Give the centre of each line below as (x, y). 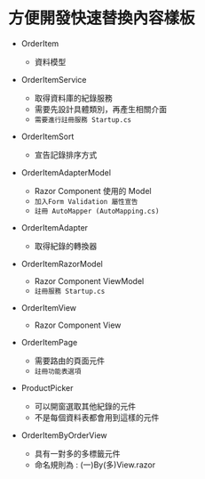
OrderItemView (49, 307)
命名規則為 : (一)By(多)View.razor (95, 465)
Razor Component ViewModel (89, 280)
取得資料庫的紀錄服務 (73, 98)
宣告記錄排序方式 (66, 154)
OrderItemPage (49, 342)
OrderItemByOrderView (64, 435)
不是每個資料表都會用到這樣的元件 (97, 417)
